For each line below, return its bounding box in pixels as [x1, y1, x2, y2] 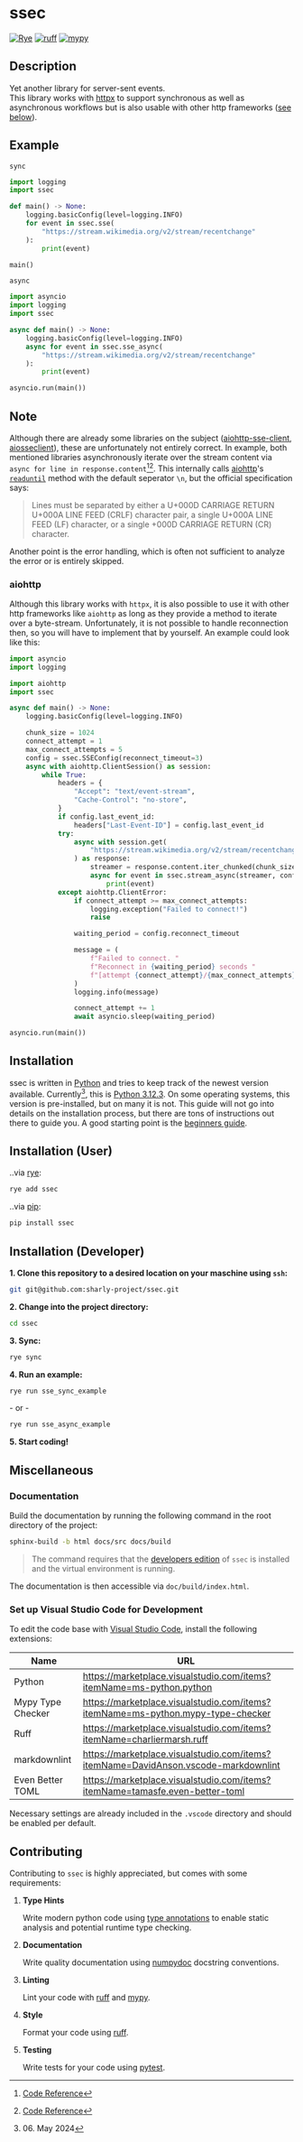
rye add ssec [9, 1185, 59, 1194]
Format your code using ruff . [22, 2026, 129, 2037]
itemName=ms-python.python [82, 1682, 213, 1694]
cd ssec [9, 1319, 39, 1328]
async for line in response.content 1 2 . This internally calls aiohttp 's [9, 461, 264, 474]
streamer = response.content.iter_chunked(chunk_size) [89, 863, 300, 872]
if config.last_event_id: [57, 811, 155, 821]
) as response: [73, 854, 131, 864]
